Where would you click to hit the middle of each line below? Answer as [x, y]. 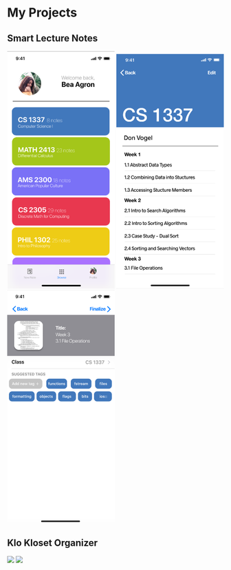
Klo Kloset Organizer [53, 543]
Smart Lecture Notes [53, 38]
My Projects [42, 13]
